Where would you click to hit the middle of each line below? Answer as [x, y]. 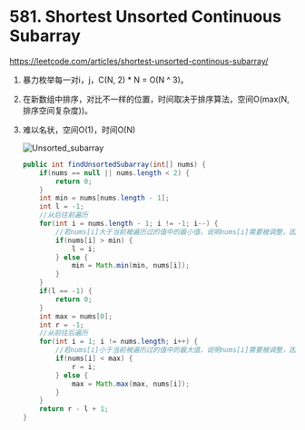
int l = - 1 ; [62, 207]
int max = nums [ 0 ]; [76, 316]
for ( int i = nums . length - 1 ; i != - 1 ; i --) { [129, 224]
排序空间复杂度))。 [58, 110]
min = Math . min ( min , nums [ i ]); [131, 266]
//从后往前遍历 [64, 215]
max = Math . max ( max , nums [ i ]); [131, 384]
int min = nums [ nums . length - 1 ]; [104, 198]
